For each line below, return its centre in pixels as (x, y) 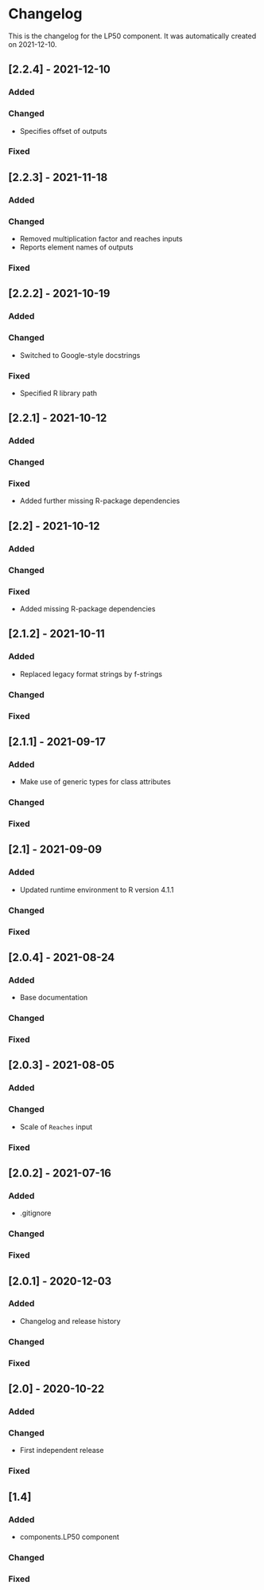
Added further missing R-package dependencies (100, 501)
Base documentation (54, 998)
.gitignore (35, 1213)
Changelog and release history (70, 1321)
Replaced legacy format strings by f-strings (91, 673)
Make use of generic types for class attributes (95, 782)
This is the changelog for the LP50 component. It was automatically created (132, 36)
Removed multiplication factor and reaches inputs (101, 239)
